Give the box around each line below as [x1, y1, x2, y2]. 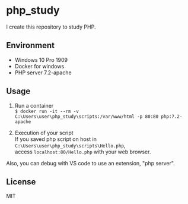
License [6, 177, 36, 187]
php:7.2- [161, 114, 183, 120]
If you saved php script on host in [14, 135, 97, 143]
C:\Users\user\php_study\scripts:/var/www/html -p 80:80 [14, 114, 159, 120]
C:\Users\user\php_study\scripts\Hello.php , [14, 142, 126, 149]
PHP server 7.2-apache [14, 69, 72, 76]
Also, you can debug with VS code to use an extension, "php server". [6, 159, 175, 167]
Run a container [14, 102, 54, 109]
